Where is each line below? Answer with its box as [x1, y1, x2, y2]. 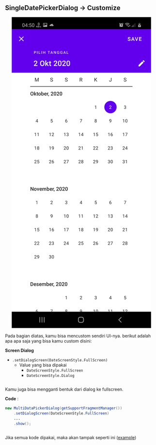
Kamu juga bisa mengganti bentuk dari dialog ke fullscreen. [5, 386, 124, 393]
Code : [5, 396, 19, 402]
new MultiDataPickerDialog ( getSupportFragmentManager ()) [5, 406, 123, 411]
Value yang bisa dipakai [19, 362, 67, 368]
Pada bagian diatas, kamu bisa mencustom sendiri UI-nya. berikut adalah [5, 333, 151, 339]
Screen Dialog [5, 347, 34, 353]
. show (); [14, 421, 31, 426]
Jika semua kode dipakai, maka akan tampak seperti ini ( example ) [5, 435, 137, 441]
